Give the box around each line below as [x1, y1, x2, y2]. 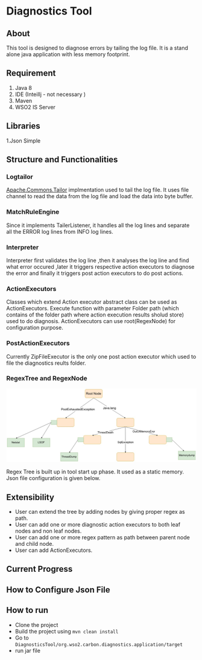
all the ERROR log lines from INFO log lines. [6, 228, 113, 235]
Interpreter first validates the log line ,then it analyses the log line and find [6, 257, 189, 264]
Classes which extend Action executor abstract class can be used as [6, 298, 177, 306]
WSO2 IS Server [14, 103, 56, 111]
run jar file [14, 647, 41, 654]
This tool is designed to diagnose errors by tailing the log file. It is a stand [6, 44, 189, 51]
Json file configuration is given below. [6, 475, 101, 482]
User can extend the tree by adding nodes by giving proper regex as [14, 508, 185, 515]
